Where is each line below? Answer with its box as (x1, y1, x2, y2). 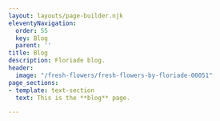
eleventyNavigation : (8, 19, 78, 27)
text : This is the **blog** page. (15, 94, 130, 102)
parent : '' (15, 42, 52, 50)
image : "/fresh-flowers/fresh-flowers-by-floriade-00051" (15, 71, 214, 79)
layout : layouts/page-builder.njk (8, 11, 124, 20)
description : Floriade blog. (8, 57, 106, 65)
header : (8, 64, 34, 72)
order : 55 (15, 26, 48, 34)
